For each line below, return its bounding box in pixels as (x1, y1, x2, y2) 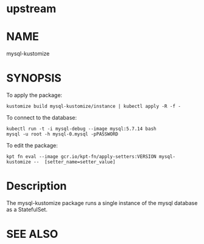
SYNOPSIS (6, 71, 62, 85)
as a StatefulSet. (6, 206, 47, 213)
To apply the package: (6, 91, 63, 99)
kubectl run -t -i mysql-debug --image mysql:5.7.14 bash (6, 126, 157, 132)
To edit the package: (6, 142, 58, 149)
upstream (6, 2, 57, 16)
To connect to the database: (6, 114, 77, 121)
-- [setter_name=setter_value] (33, 159, 116, 165)
